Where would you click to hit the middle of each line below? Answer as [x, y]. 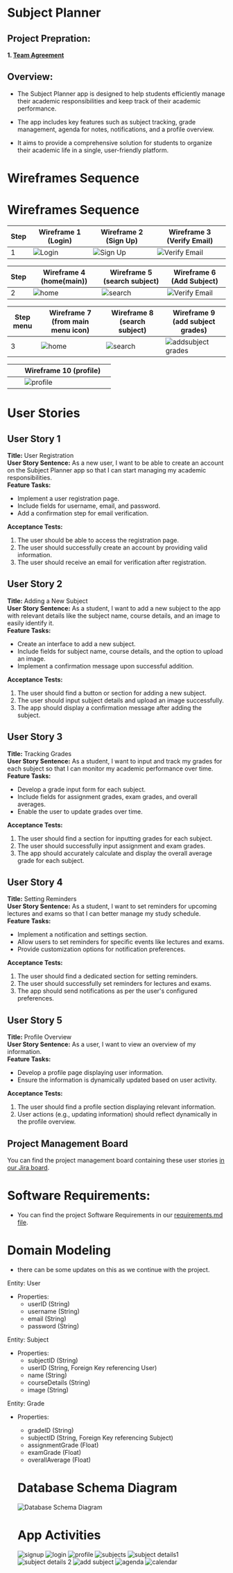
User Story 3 [35, 737]
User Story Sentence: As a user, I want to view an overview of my [102, 1044]
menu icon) [70, 330]
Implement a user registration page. [68, 498]
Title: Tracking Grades [39, 753]
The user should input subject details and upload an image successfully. [120, 700]
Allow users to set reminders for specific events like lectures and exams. [121, 942]
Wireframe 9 [194, 313]
